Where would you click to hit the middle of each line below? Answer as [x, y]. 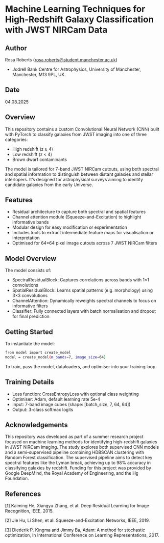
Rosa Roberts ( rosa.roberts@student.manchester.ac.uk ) [61, 60]
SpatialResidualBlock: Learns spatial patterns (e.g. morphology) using [82, 290]
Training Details [30, 382]
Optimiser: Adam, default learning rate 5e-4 [56, 399]
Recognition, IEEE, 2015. [29, 511]
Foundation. [17, 478]
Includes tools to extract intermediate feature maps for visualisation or [83, 233]
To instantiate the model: [30, 344]
